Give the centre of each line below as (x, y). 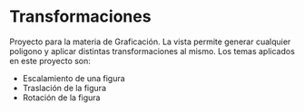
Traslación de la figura (64, 88)
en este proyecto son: (50, 61)
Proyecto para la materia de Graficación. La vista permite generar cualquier (150, 42)
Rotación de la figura (61, 98)
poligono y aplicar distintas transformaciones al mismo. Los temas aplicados (152, 51)
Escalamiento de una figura (74, 78)
